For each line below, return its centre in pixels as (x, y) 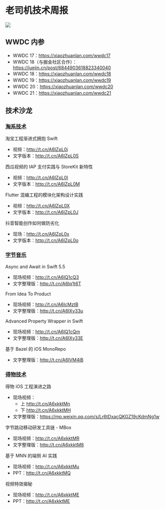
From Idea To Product (28, 294)
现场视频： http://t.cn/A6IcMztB (45, 304)
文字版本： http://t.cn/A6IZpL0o (46, 240)
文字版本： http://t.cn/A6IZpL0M (46, 184)
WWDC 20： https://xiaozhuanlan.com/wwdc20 (63, 86)
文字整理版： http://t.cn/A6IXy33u (48, 311)
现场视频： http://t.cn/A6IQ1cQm (46, 332)
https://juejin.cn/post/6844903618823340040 (62, 68)
